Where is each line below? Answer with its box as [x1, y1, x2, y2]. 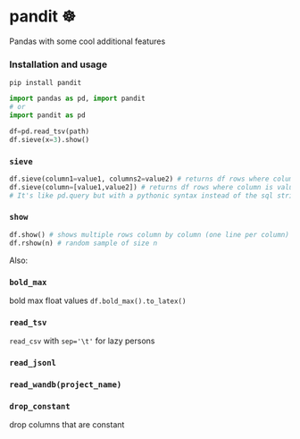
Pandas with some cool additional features [9, 36, 166, 46]
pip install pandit [9, 79, 82, 88]
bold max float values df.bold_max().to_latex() [9, 295, 187, 306]
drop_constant [9, 401, 71, 411]
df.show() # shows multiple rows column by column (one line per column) [9, 230, 290, 239]
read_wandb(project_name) [9, 380, 122, 390]
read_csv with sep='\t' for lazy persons [9, 335, 155, 346]
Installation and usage [9, 58, 108, 71]
